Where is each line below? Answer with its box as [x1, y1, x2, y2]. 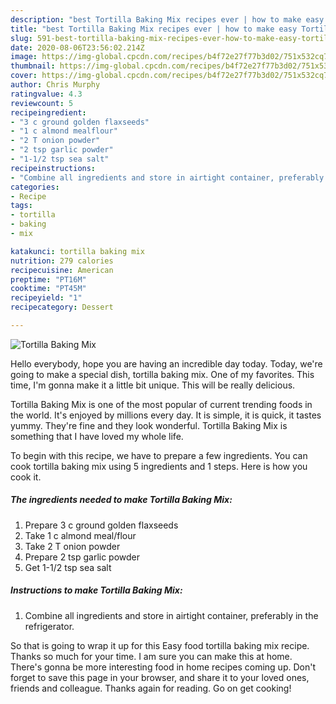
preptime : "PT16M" [10, 274, 87, 285]
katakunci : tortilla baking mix [10, 246, 145, 256]
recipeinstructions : [10, 163, 97, 173]
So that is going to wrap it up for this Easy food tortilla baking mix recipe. [10, 639, 310, 651]
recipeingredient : [10, 107, 87, 118]
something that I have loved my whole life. [10, 430, 184, 442]
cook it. [10, 471, 42, 483]
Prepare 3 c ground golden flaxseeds [24, 519, 179, 531]
